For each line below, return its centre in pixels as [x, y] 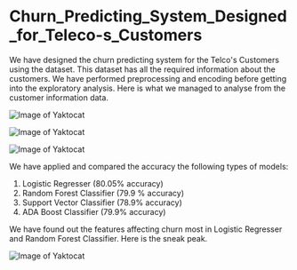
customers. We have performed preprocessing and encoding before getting [148, 78]
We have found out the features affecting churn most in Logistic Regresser [146, 229]
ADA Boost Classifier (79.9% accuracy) [94, 211]
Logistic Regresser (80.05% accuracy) [92, 183]
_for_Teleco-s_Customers [106, 35]
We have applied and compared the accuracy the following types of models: [149, 166]
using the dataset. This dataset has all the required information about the [142, 69]
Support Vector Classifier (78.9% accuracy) [102, 202]
